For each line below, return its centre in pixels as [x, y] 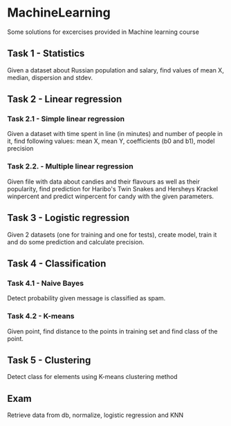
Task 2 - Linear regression [65, 99]
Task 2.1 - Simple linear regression [66, 119]
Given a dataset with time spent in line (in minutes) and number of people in [115, 134]
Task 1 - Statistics [46, 54]
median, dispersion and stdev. [50, 77]
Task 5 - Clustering [49, 360]
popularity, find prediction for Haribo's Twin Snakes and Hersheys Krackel [113, 188]
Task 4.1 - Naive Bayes [46, 283]
